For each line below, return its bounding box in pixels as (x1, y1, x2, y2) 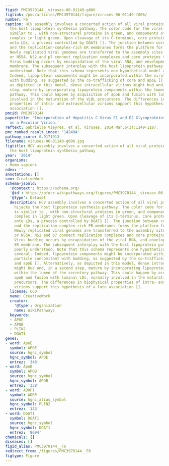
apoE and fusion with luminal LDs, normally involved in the (14, 275, 145, 280)
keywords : (10, 313, 30, 318)
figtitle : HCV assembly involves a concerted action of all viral (5, 143, 147, 149)
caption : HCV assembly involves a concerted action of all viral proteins (5, 21, 165, 27)
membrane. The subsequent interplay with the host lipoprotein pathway (10, 64, 163, 69)
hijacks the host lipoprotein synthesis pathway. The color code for (14, 204, 163, 210)
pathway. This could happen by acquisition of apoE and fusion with (10, 92, 156, 97)
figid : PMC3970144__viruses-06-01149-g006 (5, 7, 96, 13)
